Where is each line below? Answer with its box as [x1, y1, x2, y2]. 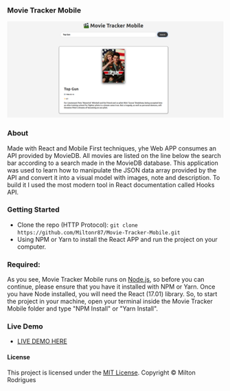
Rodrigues [7, 375, 36, 383]
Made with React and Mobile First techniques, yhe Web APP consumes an [7, 144, 216, 153]
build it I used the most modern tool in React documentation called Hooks [7, 181, 215, 189]
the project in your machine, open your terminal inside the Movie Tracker [7, 298, 213, 306]
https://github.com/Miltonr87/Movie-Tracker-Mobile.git [16, 229, 181, 236]
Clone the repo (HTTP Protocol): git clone [16, 221, 139, 229]
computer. [16, 243, 47, 251]
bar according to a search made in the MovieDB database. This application [7, 159, 218, 167]
